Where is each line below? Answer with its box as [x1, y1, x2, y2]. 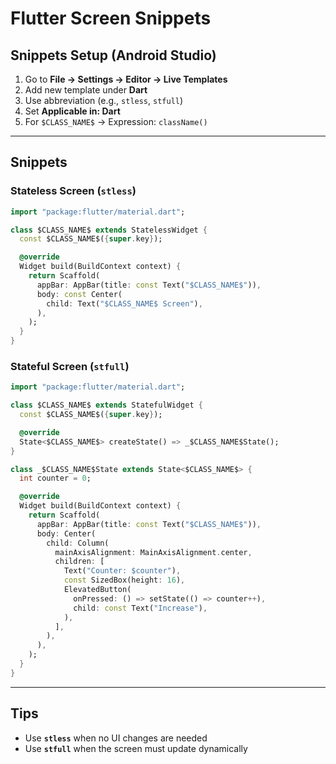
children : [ [54, 557, 105, 567]
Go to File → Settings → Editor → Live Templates [24, 73, 228, 85]
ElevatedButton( [63, 585, 132, 595]
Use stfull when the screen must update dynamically [24, 742, 248, 754]
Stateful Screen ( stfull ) [10, 359, 130, 373]
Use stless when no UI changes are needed [24, 732, 208, 744]
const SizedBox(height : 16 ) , [63, 575, 186, 586]
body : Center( [36, 528, 97, 539]
